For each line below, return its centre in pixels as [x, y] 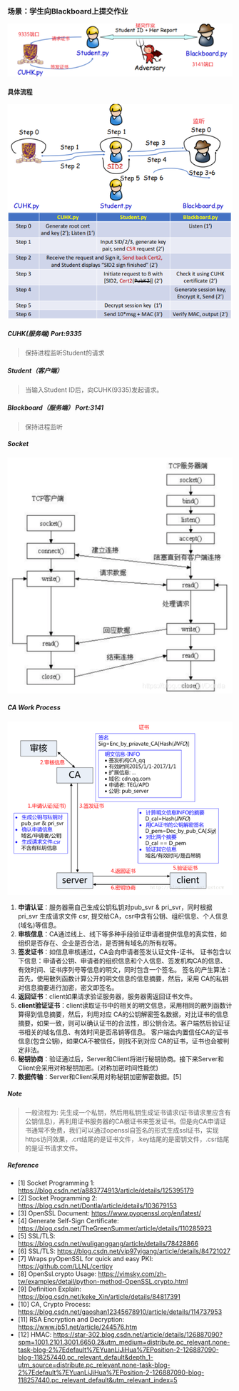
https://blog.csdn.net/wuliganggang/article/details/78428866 [108, 1244]
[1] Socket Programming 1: [56, 1183]
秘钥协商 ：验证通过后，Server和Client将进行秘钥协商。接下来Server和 [121, 1059]
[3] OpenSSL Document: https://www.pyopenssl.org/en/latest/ [109, 1213]
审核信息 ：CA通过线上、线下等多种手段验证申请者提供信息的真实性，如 [122, 934]
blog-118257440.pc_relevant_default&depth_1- [85, 1357]
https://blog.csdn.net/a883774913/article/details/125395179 [106, 1190]
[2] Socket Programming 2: [57, 1198]
